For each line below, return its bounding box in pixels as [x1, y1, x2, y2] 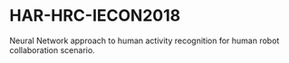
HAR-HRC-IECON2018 [9, 5, 181, 26]
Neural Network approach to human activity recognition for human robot [9, 35, 280, 46]
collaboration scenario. [9, 44, 95, 55]
